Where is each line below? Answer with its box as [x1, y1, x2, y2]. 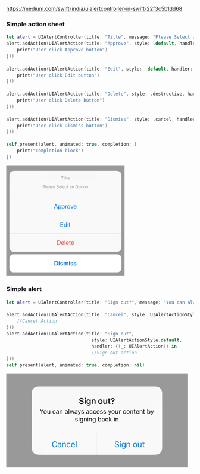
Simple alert [6, 285, 42, 293]
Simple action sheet [6, 20, 65, 28]
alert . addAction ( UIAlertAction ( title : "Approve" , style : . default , [6, 41, 177, 47]
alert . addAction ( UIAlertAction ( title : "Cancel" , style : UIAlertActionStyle [6, 312, 198, 318]
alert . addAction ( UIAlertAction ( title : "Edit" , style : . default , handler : [6, 66, 193, 72]
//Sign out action [91, 350, 137, 356]
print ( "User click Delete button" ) [17, 97, 105, 103]
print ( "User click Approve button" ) [17, 47, 108, 53]
